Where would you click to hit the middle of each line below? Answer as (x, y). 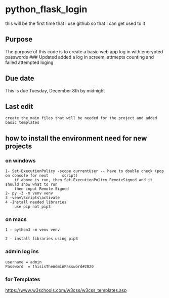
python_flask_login (46, 9)
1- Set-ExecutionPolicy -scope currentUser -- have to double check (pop (85, 171)
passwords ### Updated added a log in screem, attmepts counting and (80, 57)
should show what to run (31, 185)
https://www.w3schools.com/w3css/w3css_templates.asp (66, 290)
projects (19, 146)
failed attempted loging (29, 62)
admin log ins (22, 251)
